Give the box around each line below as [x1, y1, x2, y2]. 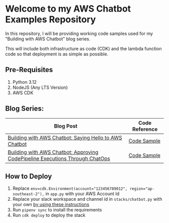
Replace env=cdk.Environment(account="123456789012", [12, 185, 128, 192]
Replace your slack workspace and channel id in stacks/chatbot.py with [12, 196, 162, 202]
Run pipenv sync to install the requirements [12, 207, 102, 213]
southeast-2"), [12, 192, 45, 197]
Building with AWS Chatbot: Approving [8, 148, 99, 155]
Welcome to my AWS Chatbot [5, 3, 131, 15]
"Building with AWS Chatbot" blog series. [5, 36, 91, 42]
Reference [132, 126, 158, 133]
